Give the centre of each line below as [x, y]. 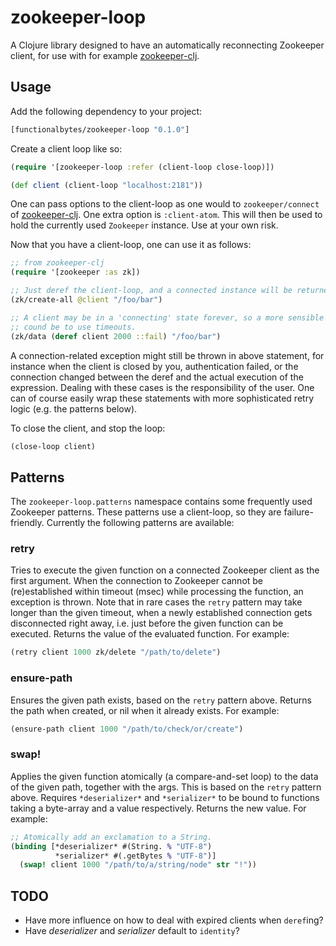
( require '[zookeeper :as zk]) [75, 272]
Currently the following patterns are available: [140, 523]
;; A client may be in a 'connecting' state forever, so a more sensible [167, 317]
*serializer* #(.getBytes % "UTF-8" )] [135, 856]
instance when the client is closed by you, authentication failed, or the [154, 366]
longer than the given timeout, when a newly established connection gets [161, 613]
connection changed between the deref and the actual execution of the [157, 377]
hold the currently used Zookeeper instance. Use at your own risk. [144, 225]
